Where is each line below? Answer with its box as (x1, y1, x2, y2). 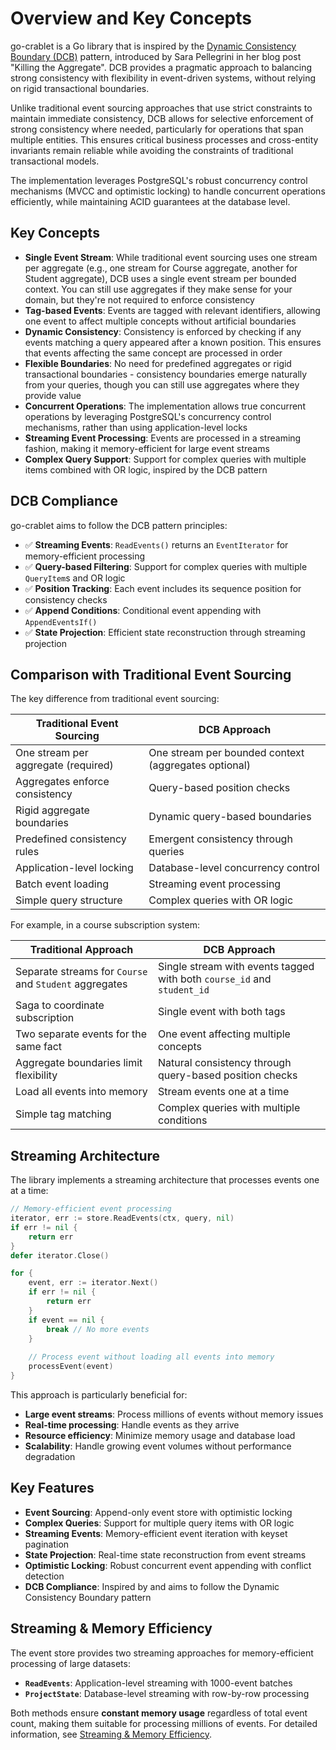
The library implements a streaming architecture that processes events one (10, 1174, 320, 1186)
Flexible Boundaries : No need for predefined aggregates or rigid (24, 357, 292, 369)
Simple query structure (15, 893, 123, 907)
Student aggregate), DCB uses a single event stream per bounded (24, 272, 297, 284)
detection (24, 1570, 65, 1582)
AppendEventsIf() (24, 617, 98, 627)
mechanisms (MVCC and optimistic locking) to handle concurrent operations (10, 185, 326, 197)
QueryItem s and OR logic (24, 572, 126, 584)
